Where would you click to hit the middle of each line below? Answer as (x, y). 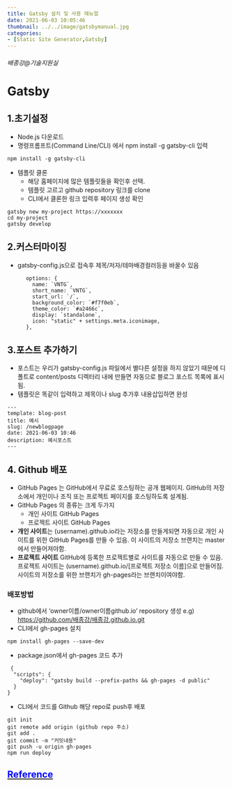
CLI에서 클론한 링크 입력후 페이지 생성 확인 (86, 198)
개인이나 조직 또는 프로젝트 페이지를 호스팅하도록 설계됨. (113, 497)
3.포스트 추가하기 (42, 350)
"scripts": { (32, 675)
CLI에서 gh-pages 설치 (49, 628)
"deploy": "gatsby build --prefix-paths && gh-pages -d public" (115, 681)
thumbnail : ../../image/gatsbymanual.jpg (68, 26)
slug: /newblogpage (36, 427)
